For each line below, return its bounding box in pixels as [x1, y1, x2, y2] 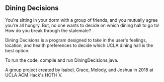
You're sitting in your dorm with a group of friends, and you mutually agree [5, 17, 158, 23]
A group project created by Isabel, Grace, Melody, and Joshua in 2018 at [5, 67, 154, 73]
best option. [5, 47, 30, 53]
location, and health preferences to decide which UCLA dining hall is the [5, 42, 153, 48]
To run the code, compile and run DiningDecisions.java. [5, 57, 118, 63]
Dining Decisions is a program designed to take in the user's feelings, [5, 37, 147, 43]
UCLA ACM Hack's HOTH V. [5, 72, 63, 78]
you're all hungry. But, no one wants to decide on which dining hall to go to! [5, 22, 160, 28]
